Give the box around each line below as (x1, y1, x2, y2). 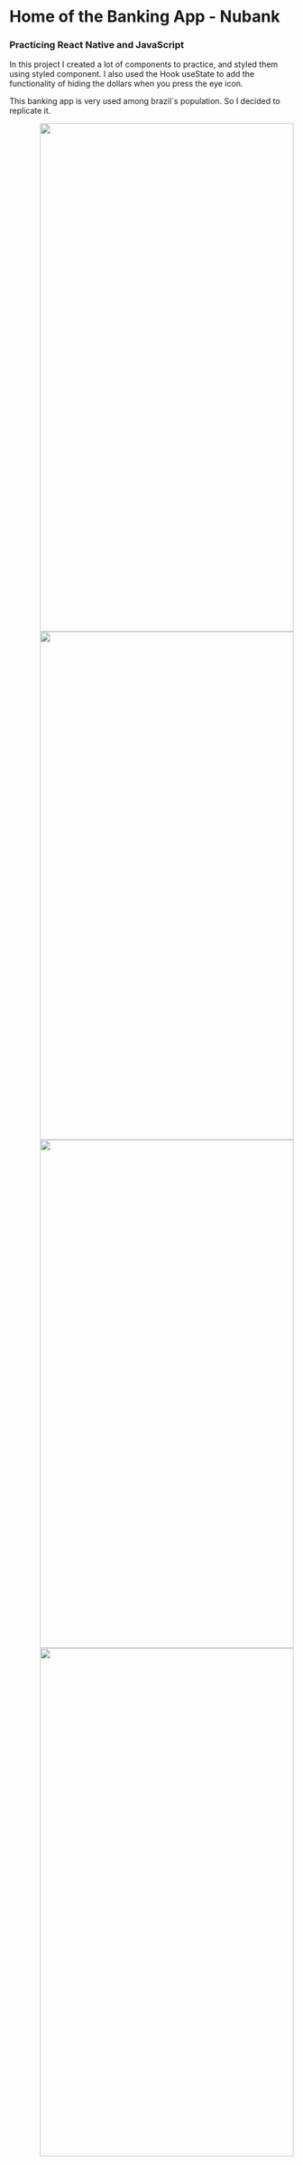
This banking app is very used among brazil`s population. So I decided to (9, 96, 281, 107)
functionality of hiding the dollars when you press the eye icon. (9, 79, 243, 89)
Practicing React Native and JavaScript (9, 39, 185, 52)
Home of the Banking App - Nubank (9, 6, 280, 27)
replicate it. (9, 106, 51, 117)
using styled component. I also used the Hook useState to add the (9, 69, 255, 80)
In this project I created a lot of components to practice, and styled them (9, 59, 279, 70)
